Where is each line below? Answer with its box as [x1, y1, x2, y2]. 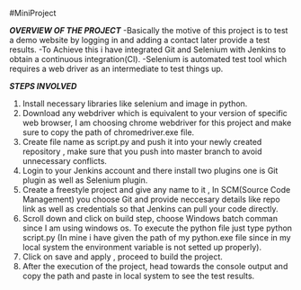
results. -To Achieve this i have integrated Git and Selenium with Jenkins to [9, 44, 286, 55]
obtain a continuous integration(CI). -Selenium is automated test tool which [9, 54, 288, 64]
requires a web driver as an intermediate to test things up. [9, 63, 224, 74]
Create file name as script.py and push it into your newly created [22, 137, 262, 147]
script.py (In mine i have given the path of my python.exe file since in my [22, 232, 291, 242]
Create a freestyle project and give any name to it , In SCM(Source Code [22, 185, 291, 195]
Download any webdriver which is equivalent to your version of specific [22, 108, 288, 118]
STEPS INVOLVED [9, 81, 77, 91]
